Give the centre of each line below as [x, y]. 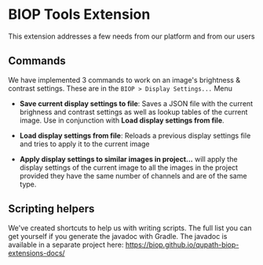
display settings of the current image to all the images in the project [128, 167]
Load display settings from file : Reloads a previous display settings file [135, 135]
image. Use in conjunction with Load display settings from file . [122, 120]
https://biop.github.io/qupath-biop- [182, 245]
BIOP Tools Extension [79, 15]
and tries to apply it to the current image [85, 144]
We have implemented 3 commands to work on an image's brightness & [124, 79]
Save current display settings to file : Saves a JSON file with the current [136, 103]
